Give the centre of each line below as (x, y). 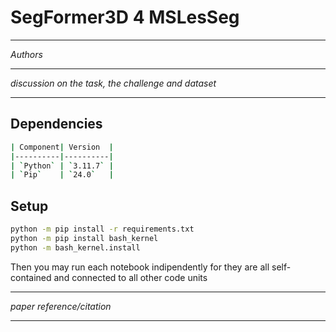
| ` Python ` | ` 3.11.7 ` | (62, 166)
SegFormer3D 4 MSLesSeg (125, 17)
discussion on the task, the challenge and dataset (113, 83)
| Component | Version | (62, 147)
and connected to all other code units (130, 277)
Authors (26, 54)
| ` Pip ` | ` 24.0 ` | (62, 175)
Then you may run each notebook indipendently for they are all (140, 267)
